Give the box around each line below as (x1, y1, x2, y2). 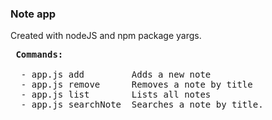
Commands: (15, 49, 64, 61)
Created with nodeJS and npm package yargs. (10, 30, 202, 42)
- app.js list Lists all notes (20, 89, 212, 101)
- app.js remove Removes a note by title (20, 79, 253, 91)
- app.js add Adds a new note (20, 69, 212, 81)
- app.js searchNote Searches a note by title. (20, 99, 264, 111)
